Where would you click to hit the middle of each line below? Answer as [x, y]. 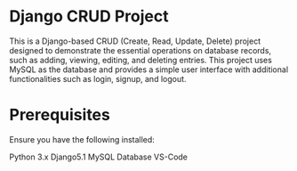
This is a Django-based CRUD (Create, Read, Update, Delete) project [135, 41]
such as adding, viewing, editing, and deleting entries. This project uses [141, 60]
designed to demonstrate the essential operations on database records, [140, 50]
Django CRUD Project [89, 16]
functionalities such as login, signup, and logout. [98, 78]
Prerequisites [60, 115]
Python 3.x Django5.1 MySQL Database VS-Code [99, 157]
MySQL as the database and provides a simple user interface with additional [149, 69]
